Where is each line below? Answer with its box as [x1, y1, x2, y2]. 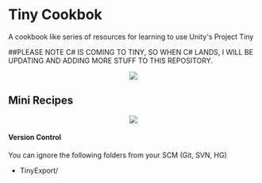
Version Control [8, 133, 62, 142]
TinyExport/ [19, 165, 59, 175]
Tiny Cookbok [8, 6, 103, 24]
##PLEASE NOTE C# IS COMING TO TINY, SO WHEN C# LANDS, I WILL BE [8, 47, 254, 56]
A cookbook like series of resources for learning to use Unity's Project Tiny [8, 32, 254, 41]
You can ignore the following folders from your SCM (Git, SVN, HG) [8, 150, 228, 160]
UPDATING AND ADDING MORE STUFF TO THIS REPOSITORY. [8, 56, 213, 65]
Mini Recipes [8, 94, 74, 107]
